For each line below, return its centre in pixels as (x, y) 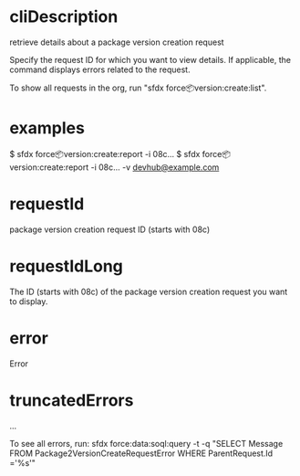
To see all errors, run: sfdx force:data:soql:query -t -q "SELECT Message (146, 443)
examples (47, 128)
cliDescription (64, 17)
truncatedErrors (72, 400)
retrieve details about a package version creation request (117, 42)
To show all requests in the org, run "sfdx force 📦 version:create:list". (138, 88)
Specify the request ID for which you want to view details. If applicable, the (150, 59)
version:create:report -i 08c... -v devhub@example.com (114, 167)
